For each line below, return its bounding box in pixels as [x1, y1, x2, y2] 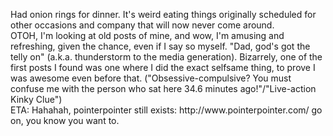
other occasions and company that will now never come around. [10, 19, 275, 31]
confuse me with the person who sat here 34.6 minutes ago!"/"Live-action [10, 83, 317, 94]
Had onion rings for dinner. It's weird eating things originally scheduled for [10, 9, 317, 20]
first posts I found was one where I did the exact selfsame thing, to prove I [10, 62, 316, 73]
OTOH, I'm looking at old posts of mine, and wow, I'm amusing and [10, 30, 285, 41]
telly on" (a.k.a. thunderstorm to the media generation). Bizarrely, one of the [10, 51, 323, 63]
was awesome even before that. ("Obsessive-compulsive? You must [10, 72, 292, 84]
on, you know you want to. [10, 115, 120, 126]
